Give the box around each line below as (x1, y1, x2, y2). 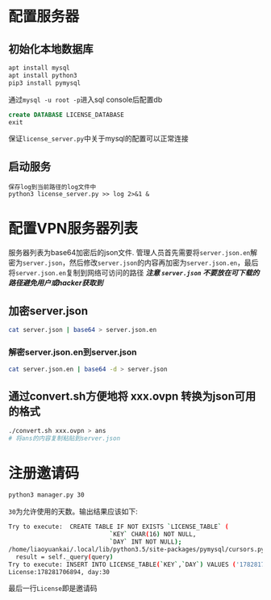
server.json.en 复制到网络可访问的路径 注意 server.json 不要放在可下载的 (15, 268, 260, 278)
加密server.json (8, 304, 89, 317)
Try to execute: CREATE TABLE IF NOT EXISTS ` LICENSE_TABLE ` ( (8, 522, 229, 531)
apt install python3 (8, 71, 78, 79)
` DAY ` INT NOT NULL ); (109, 538, 182, 546)
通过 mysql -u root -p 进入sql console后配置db (8, 94, 163, 104)
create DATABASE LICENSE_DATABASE (8, 111, 125, 119)
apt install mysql (8, 64, 70, 72)
